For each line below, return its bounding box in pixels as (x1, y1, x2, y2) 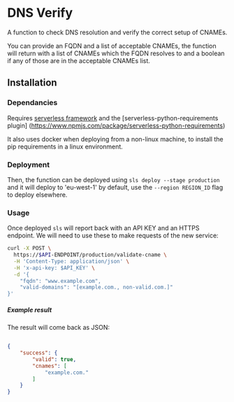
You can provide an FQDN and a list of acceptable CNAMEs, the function (7, 41, 217, 50)
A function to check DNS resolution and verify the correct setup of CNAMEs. (7, 28, 228, 36)
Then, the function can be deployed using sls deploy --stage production (7, 175, 220, 183)
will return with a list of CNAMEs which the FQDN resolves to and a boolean (7, 49, 225, 57)
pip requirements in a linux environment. (7, 142, 124, 151)
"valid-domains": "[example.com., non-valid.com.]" (20, 284, 173, 291)
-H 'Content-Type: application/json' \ (13, 258, 130, 265)
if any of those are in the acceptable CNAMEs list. (7, 56, 150, 64)
